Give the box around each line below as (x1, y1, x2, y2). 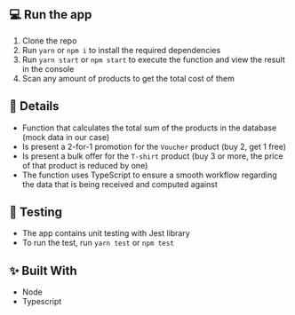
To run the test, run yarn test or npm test (21, 238, 175, 248)
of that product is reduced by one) (21, 160, 148, 170)
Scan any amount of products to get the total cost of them (21, 73, 235, 83)
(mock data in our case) (21, 131, 110, 142)
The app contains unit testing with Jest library (21, 228, 191, 239)
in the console (21, 63, 75, 74)
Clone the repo (21, 35, 77, 46)
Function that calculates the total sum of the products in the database (21, 122, 277, 133)
